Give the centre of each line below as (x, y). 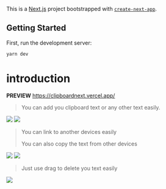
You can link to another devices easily (69, 132)
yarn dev (17, 54)
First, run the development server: (49, 43)
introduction (38, 78)
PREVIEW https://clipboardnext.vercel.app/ (61, 95)
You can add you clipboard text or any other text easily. (91, 107)
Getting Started (36, 28)
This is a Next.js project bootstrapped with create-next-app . (82, 9)
